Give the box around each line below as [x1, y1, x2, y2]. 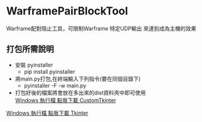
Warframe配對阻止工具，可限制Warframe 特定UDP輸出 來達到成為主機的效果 [6, 25, 197, 32]
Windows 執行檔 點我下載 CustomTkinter [14, 96, 116, 103]
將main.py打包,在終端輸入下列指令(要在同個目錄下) [14, 75, 141, 82]
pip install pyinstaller [24, 68, 75, 75]
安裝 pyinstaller [14, 61, 53, 69]
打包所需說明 [6, 44, 54, 55]
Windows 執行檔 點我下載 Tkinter [6, 109, 89, 117]
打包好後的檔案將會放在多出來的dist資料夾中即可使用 [14, 89, 146, 96]
